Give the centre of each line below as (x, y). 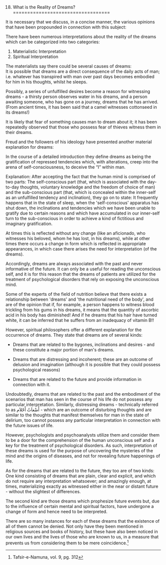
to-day (12, 187)
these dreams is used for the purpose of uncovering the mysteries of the (79, 451)
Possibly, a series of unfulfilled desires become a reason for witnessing (78, 91)
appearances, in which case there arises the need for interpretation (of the (81, 249)
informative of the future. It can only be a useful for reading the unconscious (83, 269)
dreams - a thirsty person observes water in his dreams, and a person (76, 96)
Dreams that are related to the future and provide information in (77, 379)
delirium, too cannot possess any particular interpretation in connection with (83, 420)
